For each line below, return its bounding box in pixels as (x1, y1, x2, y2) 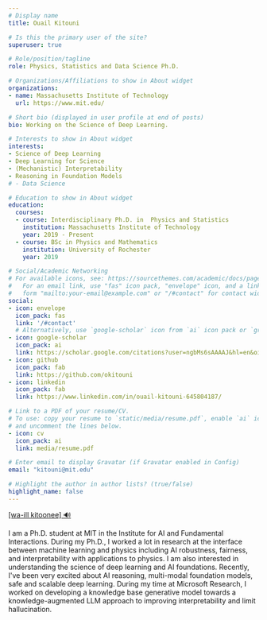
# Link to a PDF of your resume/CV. (8, 407, 130, 416)
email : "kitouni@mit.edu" (8, 466, 94, 474)
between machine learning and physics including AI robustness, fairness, (8, 545, 249, 555)
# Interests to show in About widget (8, 135, 133, 143)
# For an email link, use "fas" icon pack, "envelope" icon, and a (8, 282, 244, 290)
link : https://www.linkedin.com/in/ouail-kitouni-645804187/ (15, 393, 222, 401)
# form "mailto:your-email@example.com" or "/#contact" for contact (8, 289, 247, 297)
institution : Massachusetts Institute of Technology (22, 223, 201, 231)
